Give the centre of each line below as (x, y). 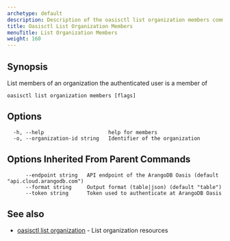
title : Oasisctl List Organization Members (70, 26)
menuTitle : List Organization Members (62, 33)
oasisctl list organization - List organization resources (92, 231)
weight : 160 (24, 39)
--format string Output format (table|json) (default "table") (124, 187)
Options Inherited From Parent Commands (99, 159)
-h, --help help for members (85, 132)
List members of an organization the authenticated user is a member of (107, 83)
